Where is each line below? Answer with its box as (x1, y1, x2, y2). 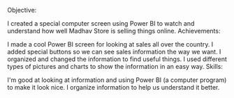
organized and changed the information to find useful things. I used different (7, 55, 227, 63)
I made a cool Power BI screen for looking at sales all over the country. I (7, 40, 214, 48)
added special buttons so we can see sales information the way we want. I (7, 48, 221, 56)
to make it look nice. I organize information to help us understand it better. (7, 83, 220, 91)
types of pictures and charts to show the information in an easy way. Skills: (7, 63, 224, 70)
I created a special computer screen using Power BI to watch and (7, 19, 195, 27)
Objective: (7, 6, 37, 14)
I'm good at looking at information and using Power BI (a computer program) (7, 76, 227, 84)
